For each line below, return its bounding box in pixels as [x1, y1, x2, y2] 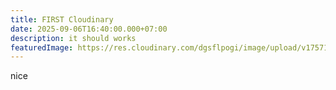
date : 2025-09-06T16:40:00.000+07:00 [10, 24, 168, 34]
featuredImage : [10, 42, 74, 53]
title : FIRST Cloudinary [10, 14, 114, 25]
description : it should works [10, 33, 137, 43]
